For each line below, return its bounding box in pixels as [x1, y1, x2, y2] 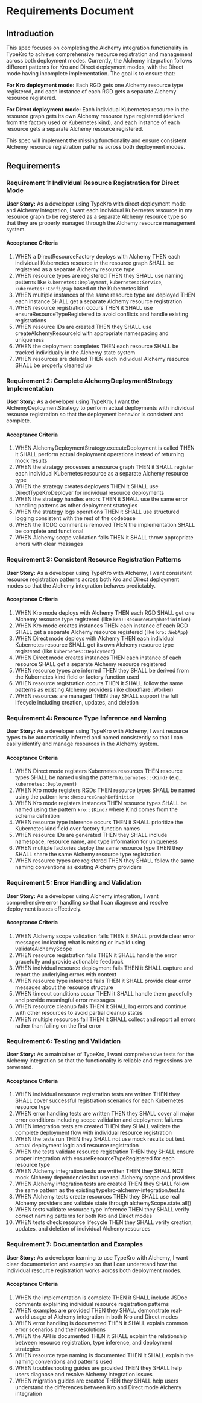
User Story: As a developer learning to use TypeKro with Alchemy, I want [6, 1254, 188, 1261]
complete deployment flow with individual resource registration [14, 1129, 172, 1137]
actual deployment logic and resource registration [14, 1142, 139, 1149]
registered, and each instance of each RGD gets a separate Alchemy [6, 88, 177, 95]
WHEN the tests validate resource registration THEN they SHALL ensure [14, 1148, 194, 1155]
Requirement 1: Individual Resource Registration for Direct [6, 179, 180, 187]
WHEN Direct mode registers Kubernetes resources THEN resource [14, 767, 183, 775]
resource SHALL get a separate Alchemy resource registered [14, 660, 167, 667]
